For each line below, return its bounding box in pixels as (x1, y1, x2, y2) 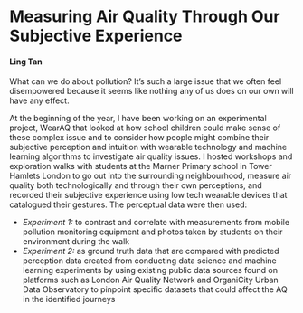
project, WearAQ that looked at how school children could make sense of (9, 122, 281, 133)
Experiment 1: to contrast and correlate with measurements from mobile (22, 217, 290, 228)
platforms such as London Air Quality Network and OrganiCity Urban (22, 274, 279, 286)
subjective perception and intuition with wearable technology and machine (9, 142, 288, 153)
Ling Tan (9, 56, 43, 67)
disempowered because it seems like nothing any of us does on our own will (9, 86, 294, 97)
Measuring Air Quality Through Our (9, 6, 280, 27)
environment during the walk (22, 236, 129, 247)
